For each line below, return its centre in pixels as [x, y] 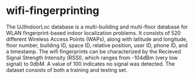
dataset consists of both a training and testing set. [67, 70]
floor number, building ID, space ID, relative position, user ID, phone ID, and [97, 45]
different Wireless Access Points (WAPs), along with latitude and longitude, [97, 39]
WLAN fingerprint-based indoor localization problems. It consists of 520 [93, 33]
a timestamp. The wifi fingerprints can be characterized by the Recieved [93, 51]
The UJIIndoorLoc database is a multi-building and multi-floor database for [97, 27]
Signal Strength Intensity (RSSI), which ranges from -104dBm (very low [92, 58]
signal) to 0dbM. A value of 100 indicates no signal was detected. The [91, 64]
